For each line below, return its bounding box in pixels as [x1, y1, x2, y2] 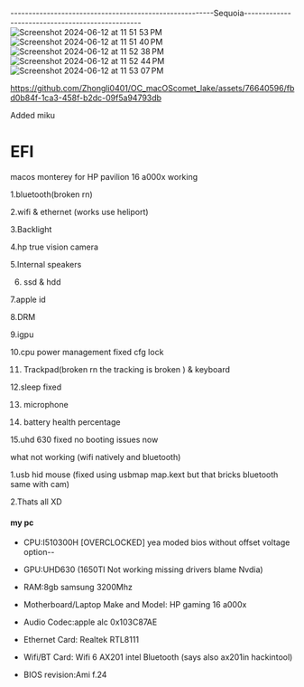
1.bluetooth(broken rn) [10, 189, 93, 200]
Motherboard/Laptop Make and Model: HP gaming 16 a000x [23, 599, 247, 610]
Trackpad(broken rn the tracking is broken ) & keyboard [23, 363, 231, 374]
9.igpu [10, 329, 34, 340]
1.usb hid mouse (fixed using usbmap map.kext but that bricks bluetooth [10, 469, 279, 480]
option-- [23, 547, 55, 558]
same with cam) [10, 478, 70, 489]
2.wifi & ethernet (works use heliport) [10, 206, 149, 217]
